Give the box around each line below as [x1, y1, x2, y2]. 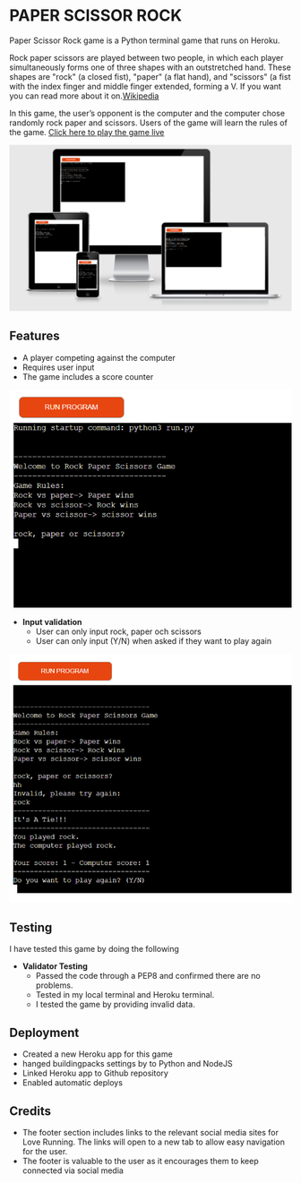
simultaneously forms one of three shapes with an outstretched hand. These [9, 62, 291, 73]
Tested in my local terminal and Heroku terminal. [35, 990, 215, 1000]
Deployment [9, 1024, 80, 1040]
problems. [35, 980, 73, 990]
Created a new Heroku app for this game [21, 1049, 173, 1059]
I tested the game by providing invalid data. [35, 999, 195, 1010]
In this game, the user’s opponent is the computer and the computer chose [9, 107, 285, 118]
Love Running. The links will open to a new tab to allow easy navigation [21, 1136, 285, 1147]
